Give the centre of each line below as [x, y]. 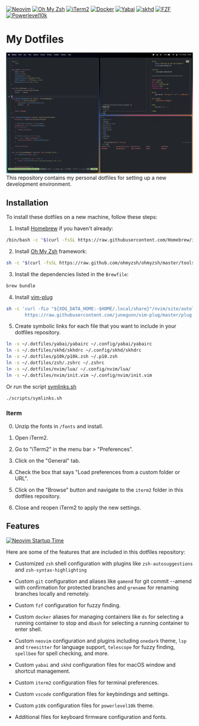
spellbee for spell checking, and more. [62, 653]
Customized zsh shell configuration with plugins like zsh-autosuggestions [104, 563]
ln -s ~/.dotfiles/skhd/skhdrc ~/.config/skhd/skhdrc [74, 350]
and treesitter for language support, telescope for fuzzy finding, [95, 647]
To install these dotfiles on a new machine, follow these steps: [82, 217]
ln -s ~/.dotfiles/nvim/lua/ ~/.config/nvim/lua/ [69, 369]
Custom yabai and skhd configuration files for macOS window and [95, 664]
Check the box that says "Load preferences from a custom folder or [97, 472]
